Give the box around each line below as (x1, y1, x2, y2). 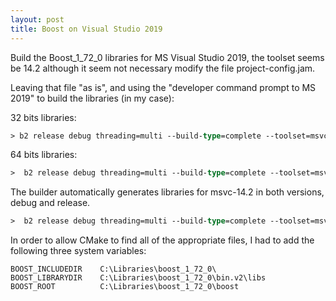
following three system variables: (10, 245, 147, 257)
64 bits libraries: (10, 149, 78, 161)
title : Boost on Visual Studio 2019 (10, 24, 163, 34)
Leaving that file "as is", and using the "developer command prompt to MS (10, 81, 317, 93)
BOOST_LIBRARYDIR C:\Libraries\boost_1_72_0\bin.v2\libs (10, 273, 267, 283)
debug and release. (10, 197, 91, 209)
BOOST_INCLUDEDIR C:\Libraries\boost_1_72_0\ (10, 264, 217, 275)
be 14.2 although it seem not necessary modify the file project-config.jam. (10, 62, 316, 74)
